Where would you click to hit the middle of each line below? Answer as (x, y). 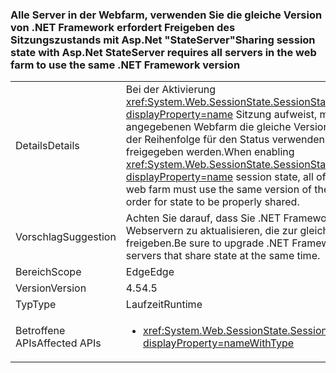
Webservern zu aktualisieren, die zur (211, 231)
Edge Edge (150, 272)
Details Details (47, 146)
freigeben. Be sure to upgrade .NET (207, 243)
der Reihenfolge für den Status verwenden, (226, 140)
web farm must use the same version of (218, 190)
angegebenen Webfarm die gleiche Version (227, 127)
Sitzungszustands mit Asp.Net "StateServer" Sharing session (163, 40)
